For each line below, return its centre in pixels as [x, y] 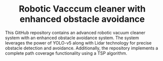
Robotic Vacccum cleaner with [82, 9]
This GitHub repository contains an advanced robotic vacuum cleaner [75, 32]
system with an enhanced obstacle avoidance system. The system [72, 38]
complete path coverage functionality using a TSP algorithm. [66, 53]
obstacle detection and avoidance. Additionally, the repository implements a [81, 48]
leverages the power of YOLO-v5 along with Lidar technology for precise [78, 43]
